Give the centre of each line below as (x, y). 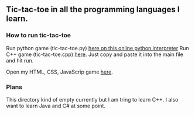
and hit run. (20, 60)
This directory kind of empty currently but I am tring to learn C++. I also (92, 99)
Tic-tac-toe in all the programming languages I (93, 10)
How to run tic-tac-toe (39, 36)
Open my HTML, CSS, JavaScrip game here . (59, 72)
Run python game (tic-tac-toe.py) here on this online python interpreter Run (97, 48)
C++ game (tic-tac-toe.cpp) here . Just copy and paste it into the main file (95, 54)
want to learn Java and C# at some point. (56, 106)
